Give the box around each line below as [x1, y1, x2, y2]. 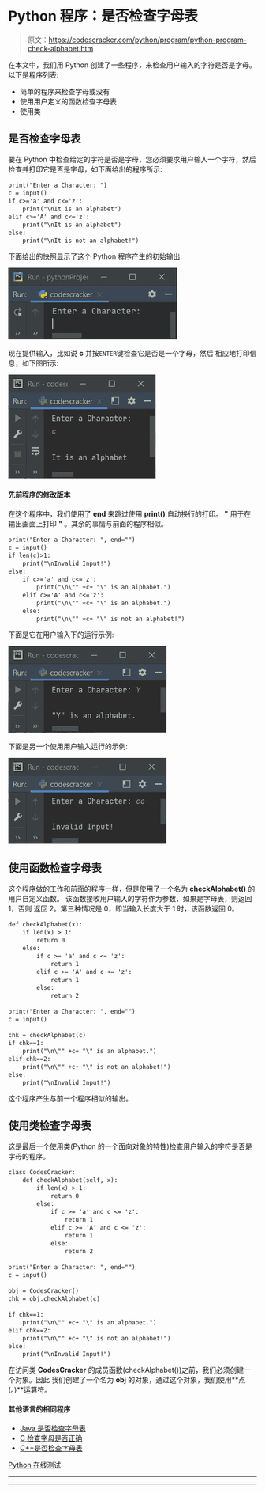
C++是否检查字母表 [19, 1443, 83, 1453]
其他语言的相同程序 [8, 1404, 71, 1414]
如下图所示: [21, 358, 59, 368]
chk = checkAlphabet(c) [8, 1031, 87, 1039]
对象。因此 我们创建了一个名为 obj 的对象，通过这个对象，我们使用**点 [14, 1374, 246, 1385]
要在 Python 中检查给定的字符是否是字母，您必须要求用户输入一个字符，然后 [8, 154, 256, 164]
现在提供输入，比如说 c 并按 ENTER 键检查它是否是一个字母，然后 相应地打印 [8, 348, 250, 358]
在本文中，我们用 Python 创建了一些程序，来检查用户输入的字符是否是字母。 [8, 60, 256, 70]
